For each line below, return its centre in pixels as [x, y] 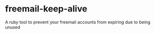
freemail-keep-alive [46, 9]
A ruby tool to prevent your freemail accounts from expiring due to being [78, 22]
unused [13, 27]
